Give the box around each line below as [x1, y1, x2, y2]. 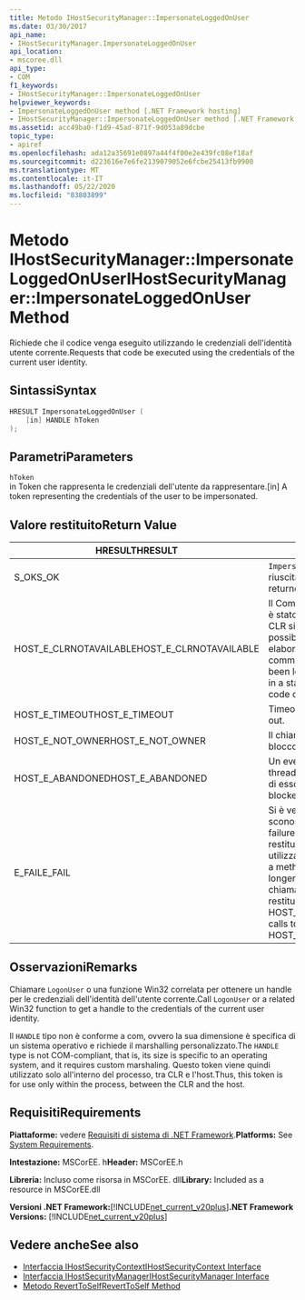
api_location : [9, 47, 64, 56]
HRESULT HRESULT [94, 545, 179, 556]
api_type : [9, 65, 47, 74]
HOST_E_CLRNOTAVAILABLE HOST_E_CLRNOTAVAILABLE [14, 643, 261, 655]
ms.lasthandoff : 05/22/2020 [9, 183, 116, 192]
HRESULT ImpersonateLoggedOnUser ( [9, 406, 144, 416]
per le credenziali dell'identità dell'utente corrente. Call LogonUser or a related [9, 993, 295, 1005]
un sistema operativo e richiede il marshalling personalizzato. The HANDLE [9, 1040, 280, 1051]
